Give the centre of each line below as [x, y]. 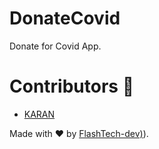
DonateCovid [65, 18]
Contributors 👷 [72, 86]
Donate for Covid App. [55, 46]
